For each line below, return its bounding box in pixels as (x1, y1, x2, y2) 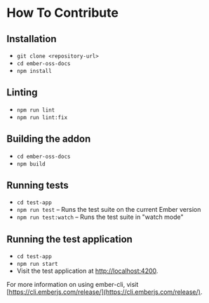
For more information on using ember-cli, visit (6, 281, 139, 289)
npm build (16, 160, 46, 168)
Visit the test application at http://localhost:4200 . (16, 267, 159, 275)
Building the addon (6, 133, 91, 145)
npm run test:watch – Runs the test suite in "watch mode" (16, 213, 184, 222)
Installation (6, 33, 57, 45)
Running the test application (6, 233, 133, 245)
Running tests (6, 180, 69, 191)
